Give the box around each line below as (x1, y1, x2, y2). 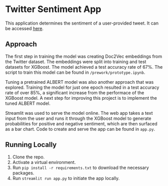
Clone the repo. (12, 154, 45, 160)
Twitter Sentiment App (5, 4, 102, 15)
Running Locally (5, 140, 57, 149)
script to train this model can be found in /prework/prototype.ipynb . (5, 69, 145, 75)
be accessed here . (5, 25, 44, 31)
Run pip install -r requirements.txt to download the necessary (12, 164, 149, 170)
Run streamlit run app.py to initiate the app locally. (12, 175, 120, 181)
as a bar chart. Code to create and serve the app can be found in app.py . (5, 126, 155, 132)
